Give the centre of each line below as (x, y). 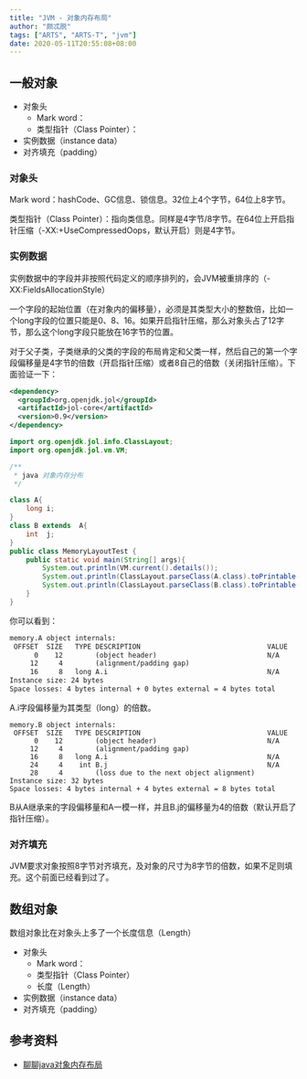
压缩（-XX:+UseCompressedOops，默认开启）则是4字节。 (128, 230)
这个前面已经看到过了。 (69, 877)
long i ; (40, 509)
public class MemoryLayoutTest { (73, 551)
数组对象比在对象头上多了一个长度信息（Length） (103, 933)
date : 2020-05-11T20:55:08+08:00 (73, 43)
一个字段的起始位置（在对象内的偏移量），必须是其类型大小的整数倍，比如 (148, 309)
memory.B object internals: (63, 725)
